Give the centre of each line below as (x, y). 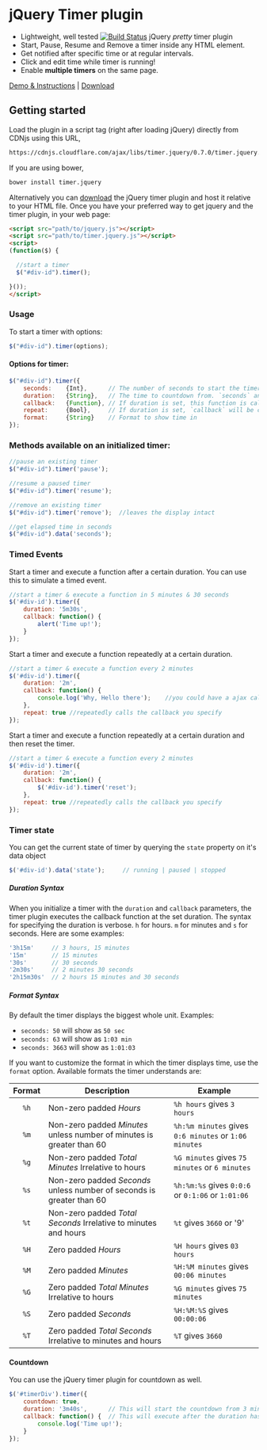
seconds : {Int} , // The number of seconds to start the (132, 388)
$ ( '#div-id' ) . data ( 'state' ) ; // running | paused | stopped (117, 870)
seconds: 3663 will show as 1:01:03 (78, 1047)
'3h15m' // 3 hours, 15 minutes (69, 948)
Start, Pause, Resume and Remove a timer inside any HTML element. (132, 44)
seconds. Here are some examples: (67, 933)
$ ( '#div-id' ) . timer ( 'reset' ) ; (87, 788)
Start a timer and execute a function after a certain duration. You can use (128, 571)
